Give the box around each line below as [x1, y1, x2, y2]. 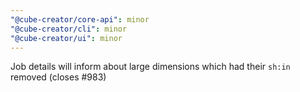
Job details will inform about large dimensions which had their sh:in [10, 61, 291, 73]
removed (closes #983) [10, 71, 107, 83]
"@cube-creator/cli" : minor [10, 24, 128, 34]
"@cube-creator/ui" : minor [10, 33, 123, 43]
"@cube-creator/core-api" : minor [10, 14, 150, 25]
